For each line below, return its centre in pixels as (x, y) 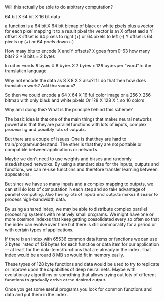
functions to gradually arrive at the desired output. (56, 280)
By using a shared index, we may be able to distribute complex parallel (76, 209)
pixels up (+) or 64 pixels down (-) (40, 42)
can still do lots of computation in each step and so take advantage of (75, 189)
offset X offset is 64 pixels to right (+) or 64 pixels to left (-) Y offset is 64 (79, 36)
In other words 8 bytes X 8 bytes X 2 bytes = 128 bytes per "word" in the (78, 66)
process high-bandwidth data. (35, 199)
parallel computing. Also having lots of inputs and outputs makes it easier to (82, 194)
